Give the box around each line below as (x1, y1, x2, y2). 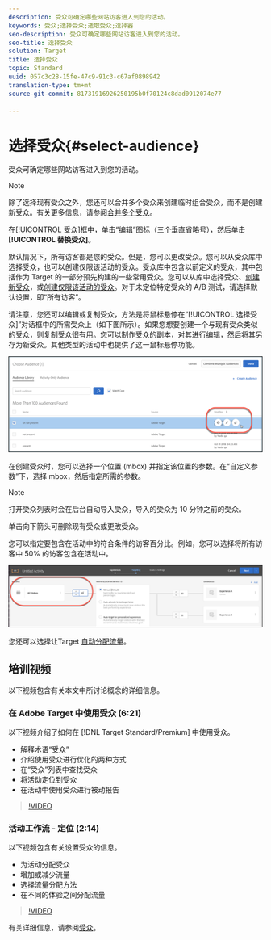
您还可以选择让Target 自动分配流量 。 (8, 636, 131, 646)
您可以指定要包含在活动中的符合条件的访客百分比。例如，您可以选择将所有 (8, 538, 256, 548)
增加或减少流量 (19, 870, 70, 879)
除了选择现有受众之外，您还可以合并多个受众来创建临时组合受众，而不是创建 (8, 198, 263, 208)
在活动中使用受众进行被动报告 (19, 785, 119, 795)
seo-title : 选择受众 (8, 39, 73, 47)
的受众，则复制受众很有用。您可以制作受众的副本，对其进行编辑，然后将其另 (8, 329, 263, 339)
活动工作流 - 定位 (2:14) (8, 822, 100, 833)
